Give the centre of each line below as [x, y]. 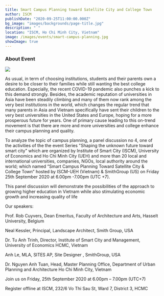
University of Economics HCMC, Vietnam [47, 245]
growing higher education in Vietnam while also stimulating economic [75, 191]
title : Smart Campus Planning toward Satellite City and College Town [79, 10]
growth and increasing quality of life [41, 197]
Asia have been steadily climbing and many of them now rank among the [78, 100]
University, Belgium [25, 221]
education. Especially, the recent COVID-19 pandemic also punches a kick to [82, 89]
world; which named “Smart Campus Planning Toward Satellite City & [75, 166]
